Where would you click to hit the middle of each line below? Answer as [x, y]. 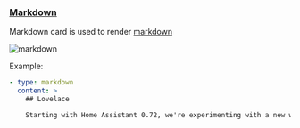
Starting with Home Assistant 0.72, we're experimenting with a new [155, 115]
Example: [26, 66]
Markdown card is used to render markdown [91, 32]
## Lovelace [47, 100]
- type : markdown [42, 83]
